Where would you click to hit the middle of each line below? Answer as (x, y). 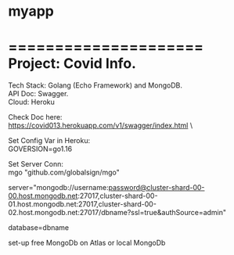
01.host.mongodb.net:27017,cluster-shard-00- (82, 204)
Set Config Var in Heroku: (49, 141)
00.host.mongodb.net (43, 196)
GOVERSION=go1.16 (40, 149)
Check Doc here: (35, 117)
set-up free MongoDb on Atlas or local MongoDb (87, 243)
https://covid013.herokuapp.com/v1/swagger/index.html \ (101, 126)
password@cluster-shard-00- (157, 188)
